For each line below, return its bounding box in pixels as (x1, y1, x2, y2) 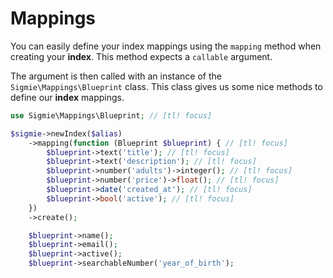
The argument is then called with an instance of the (10, 70, 222, 82)
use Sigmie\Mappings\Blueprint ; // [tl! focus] (10, 110, 213, 121)
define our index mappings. (10, 91, 125, 103)
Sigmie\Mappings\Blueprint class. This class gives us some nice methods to (10, 80, 323, 92)
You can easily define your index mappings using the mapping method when (10, 40, 322, 52)
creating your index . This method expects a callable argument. (10, 50, 273, 62)
